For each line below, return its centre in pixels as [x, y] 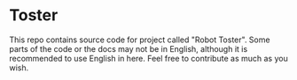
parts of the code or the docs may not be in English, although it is [129, 48]
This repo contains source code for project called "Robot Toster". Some [140, 40]
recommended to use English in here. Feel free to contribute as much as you [148, 58]
